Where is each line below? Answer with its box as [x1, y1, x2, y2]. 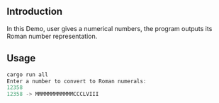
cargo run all [6, 71, 49, 78]
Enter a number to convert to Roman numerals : [6, 78, 147, 85]
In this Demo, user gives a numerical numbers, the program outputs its [6, 24, 213, 32]
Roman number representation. [6, 32, 98, 40]
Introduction [6, 6, 63, 18]
